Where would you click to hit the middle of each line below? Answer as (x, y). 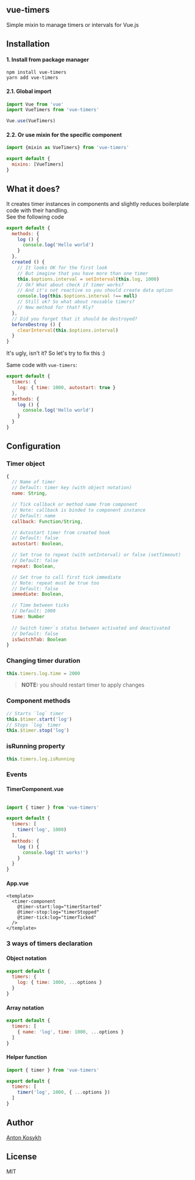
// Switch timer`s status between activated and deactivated (91, 628)
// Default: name (34, 515)
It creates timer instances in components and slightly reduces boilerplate (98, 203)
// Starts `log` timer (35, 713)
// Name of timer (34, 482)
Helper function (27, 1057)
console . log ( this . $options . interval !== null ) (77, 296)
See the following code (35, 217)
